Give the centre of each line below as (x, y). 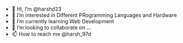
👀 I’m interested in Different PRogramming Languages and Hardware (94, 15)
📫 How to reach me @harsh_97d (51, 34)
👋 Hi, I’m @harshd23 (36, 9)
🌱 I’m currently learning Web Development (63, 21)
